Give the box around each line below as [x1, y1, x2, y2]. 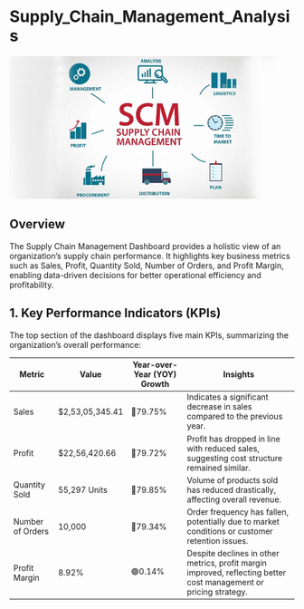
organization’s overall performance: [9, 339, 142, 350]
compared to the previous [186, 411, 283, 422]
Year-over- [132, 360, 178, 371]
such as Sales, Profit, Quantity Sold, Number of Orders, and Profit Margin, [9, 260, 284, 271]
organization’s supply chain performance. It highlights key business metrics [9, 250, 291, 261]
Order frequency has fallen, [186, 507, 290, 517]
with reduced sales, [186, 442, 260, 454]
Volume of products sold [186, 474, 279, 486]
